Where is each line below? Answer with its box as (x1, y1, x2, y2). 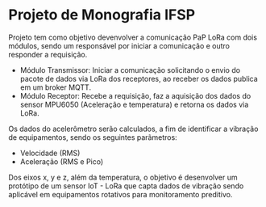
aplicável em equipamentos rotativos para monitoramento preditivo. (8, 189, 233, 199)
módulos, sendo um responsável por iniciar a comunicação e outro (8, 40, 231, 50)
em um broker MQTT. (19, 82, 91, 92)
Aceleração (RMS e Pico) (19, 156, 104, 167)
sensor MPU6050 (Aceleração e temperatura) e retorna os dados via (19, 99, 249, 109)
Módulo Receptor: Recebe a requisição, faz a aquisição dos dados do (19, 91, 251, 100)
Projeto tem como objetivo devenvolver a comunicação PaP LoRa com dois (8, 32, 258, 42)
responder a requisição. (8, 49, 88, 59)
